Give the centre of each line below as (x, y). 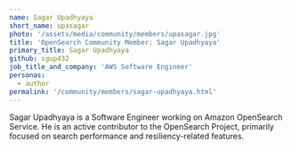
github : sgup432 (39, 59)
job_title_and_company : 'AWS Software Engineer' (101, 67)
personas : (28, 75)
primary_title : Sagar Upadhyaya (69, 51)
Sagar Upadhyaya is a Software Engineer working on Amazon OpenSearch (146, 117)
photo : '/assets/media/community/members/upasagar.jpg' (115, 34)
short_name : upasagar (49, 26)
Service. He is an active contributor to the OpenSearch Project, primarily (141, 126)
